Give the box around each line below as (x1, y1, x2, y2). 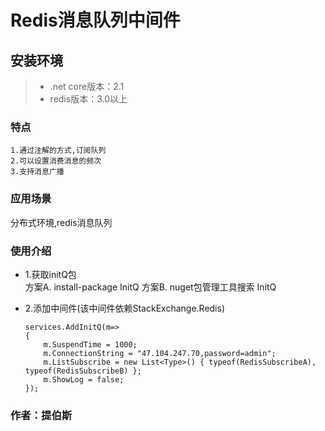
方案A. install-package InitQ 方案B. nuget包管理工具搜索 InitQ (24, 281, 277, 293)
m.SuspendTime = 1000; (43, 339, 138, 350)
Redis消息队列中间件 (10, 9, 181, 32)
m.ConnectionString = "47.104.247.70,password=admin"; (43, 348, 277, 358)
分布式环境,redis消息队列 (10, 216, 113, 228)
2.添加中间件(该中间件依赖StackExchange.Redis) (24, 302, 226, 314)
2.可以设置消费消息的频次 (10, 156, 102, 166)
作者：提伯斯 (10, 408, 73, 422)
